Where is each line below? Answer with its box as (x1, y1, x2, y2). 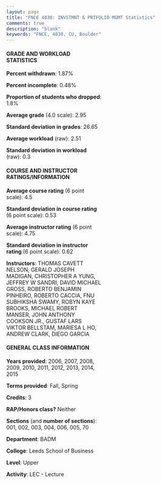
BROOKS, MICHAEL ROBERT (6, 304, 78, 312)
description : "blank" (6, 25, 61, 32)
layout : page (6, 8, 39, 15)
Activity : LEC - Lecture (6, 470, 65, 478)
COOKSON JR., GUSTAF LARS (6, 317, 82, 324)
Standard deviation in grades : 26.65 (6, 123, 98, 131)
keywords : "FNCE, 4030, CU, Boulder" (6, 31, 102, 38)
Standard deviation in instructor (6, 241, 88, 249)
